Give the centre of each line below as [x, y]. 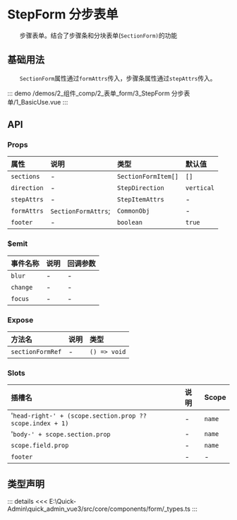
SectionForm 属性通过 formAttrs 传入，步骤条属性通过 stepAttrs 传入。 [118, 78]
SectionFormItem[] [148, 177]
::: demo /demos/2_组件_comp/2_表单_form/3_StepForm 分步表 [99, 93]
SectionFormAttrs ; [80, 211]
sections [25, 177]
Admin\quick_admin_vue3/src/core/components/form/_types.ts [99, 509]
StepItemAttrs [140, 200]
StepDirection [140, 188]
